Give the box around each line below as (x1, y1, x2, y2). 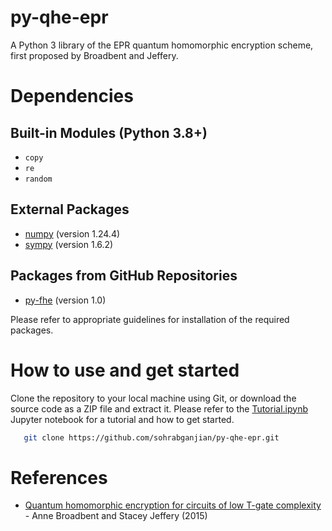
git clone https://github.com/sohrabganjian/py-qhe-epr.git (23, 432, 280, 443)
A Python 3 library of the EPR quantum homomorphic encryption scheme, (10, 39, 314, 51)
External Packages (10, 201, 130, 218)
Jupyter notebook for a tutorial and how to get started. (10, 413, 235, 425)
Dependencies (10, 85, 134, 108)
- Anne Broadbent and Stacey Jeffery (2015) (24, 510, 208, 522)
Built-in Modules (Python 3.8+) (10, 124, 208, 141)
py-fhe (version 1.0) (24, 294, 107, 306)
